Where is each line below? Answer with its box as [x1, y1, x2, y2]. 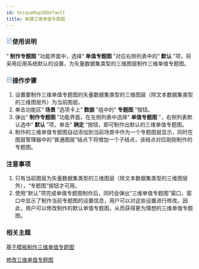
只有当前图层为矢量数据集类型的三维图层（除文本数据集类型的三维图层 [14, 174, 188, 182]
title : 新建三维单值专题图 [6, 16, 66, 22]
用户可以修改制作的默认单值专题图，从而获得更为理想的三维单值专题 [25, 204, 193, 212]
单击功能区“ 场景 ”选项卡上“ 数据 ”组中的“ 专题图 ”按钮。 [14, 106, 154, 113]
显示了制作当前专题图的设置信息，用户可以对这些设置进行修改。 [25, 197, 183, 204]
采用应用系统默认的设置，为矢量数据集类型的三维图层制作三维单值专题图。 [6, 60, 189, 67]
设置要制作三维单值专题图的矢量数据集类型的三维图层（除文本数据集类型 [14, 91, 193, 98]
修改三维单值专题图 [6, 256, 54, 263]
